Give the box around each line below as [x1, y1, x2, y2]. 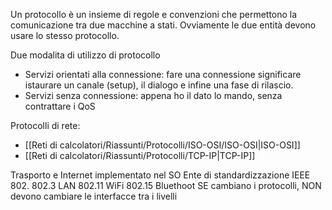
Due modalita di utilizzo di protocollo [10, 49, 161, 61]
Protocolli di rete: [10, 120, 81, 131]
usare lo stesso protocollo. [10, 30, 120, 41]
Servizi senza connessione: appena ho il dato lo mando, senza [24, 90, 283, 101]
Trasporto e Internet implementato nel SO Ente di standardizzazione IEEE [10, 169, 311, 181]
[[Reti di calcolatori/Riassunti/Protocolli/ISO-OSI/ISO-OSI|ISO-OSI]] [24, 139, 301, 151]
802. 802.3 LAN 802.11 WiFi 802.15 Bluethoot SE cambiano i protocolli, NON [10, 180, 322, 191]
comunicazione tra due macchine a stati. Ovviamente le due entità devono [10, 19, 317, 31]
